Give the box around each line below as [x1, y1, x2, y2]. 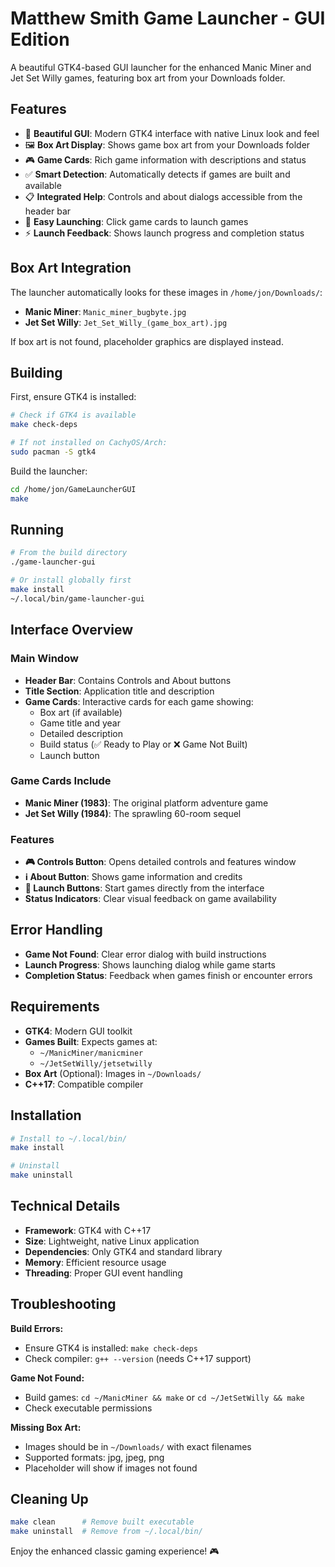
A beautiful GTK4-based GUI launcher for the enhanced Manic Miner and [10, 61, 312, 73]
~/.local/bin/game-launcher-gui [10, 593, 145, 604]
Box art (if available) [39, 706, 123, 718]
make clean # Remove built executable [10, 1517, 195, 1527]
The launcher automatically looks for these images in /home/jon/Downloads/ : [10, 286, 323, 298]
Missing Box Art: [10, 1421, 82, 1433]
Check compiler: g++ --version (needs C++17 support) [24, 1352, 252, 1364]
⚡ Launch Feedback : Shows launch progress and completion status [24, 227, 305, 239]
